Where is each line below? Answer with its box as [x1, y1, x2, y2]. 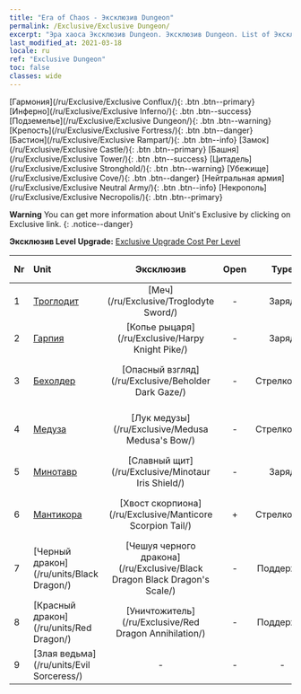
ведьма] [59, 647, 97, 660]
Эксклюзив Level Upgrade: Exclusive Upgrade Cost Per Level [9, 235, 241, 247]
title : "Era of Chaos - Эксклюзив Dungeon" [9, 13, 175, 22]
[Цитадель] [209, 154, 253, 164]
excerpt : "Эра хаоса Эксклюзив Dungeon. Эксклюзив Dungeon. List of [9, 30, 271, 39]
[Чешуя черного [125, 540, 196, 552]
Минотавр [32, 465, 78, 478]
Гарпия [32, 331, 64, 344]
